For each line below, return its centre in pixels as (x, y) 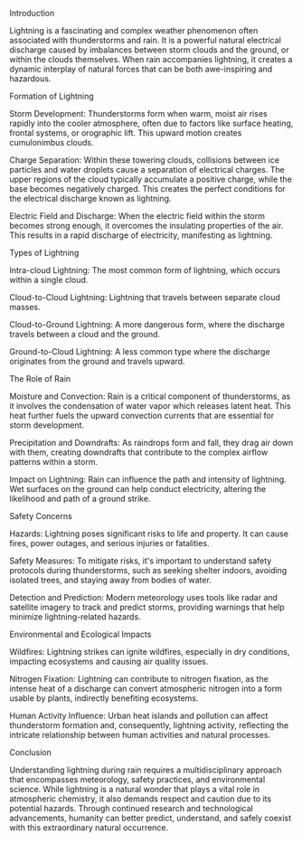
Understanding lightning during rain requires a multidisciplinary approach (146, 770)
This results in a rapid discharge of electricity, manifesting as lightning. (141, 235)
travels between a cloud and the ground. (85, 334)
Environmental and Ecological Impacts (80, 634)
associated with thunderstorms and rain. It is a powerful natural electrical (146, 40)
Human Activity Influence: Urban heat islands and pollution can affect (139, 715)
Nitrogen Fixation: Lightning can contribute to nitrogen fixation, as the (139, 679)
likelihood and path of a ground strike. (80, 498)
